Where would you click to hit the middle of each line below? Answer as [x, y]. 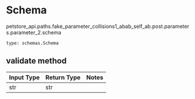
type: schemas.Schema [32, 43]
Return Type [63, 77]
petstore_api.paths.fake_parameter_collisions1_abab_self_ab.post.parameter [97, 26]
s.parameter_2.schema [34, 32]
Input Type [24, 77]
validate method [36, 61]
